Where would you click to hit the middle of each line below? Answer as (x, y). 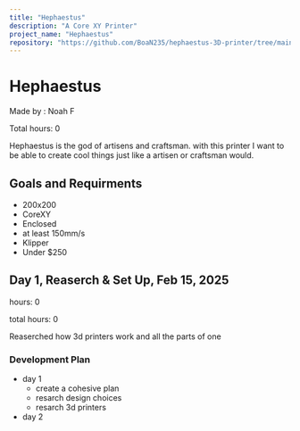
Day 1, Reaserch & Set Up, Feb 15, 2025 (119, 281)
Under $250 (45, 252)
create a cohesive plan (77, 388)
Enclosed (39, 224)
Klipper (35, 243)
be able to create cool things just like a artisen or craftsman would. (132, 155)
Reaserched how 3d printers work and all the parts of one (115, 336)
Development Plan (50, 360)
